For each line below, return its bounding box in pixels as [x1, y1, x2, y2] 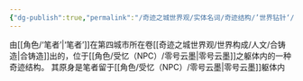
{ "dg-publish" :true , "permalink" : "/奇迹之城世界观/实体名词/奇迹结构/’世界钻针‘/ [9, 13, 295, 22]
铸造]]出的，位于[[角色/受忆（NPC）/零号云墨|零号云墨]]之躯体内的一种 [27, 50, 291, 61]
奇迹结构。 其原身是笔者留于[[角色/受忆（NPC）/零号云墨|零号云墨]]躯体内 [9, 61, 286, 72]
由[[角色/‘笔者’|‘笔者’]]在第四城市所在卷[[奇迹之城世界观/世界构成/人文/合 [9, 39, 279, 49]
